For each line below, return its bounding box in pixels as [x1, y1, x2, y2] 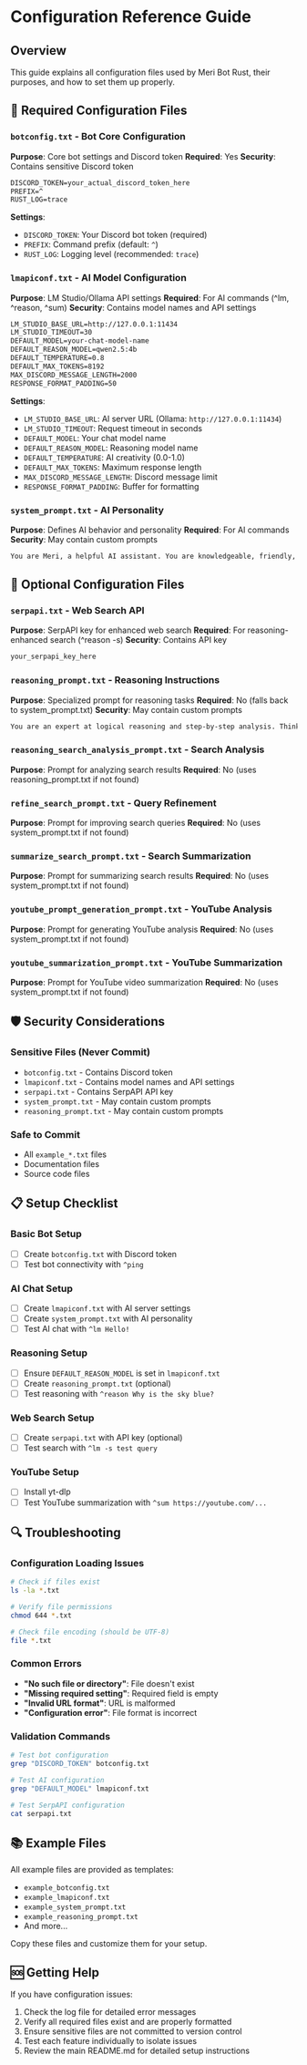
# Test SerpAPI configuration [10, 1801, 126, 1810]
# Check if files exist [10, 1577, 101, 1587]
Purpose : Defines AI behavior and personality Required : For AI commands [10, 524, 290, 535]
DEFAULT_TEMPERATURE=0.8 [10, 354, 105, 363]
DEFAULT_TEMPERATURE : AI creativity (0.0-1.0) [23, 451, 186, 462]
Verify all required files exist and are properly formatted [23, 2017, 232, 2028]
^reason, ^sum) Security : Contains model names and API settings [10, 302, 257, 313]
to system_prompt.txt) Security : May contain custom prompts [10, 704, 242, 715]
